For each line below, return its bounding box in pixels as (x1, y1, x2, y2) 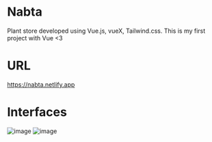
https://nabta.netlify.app (7, 80, 75, 89)
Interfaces (7, 104, 67, 120)
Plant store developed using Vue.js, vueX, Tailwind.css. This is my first (7, 27, 206, 35)
